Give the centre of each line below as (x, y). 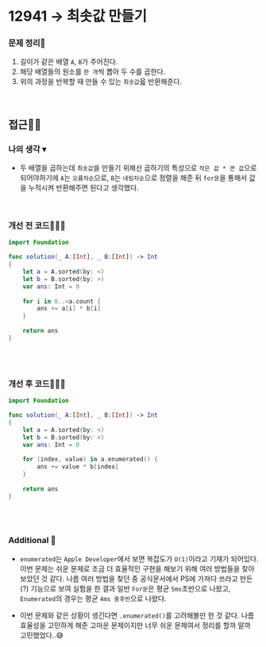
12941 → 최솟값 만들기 (78, 16)
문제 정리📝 (27, 43)
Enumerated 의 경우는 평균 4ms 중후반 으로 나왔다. (93, 598)
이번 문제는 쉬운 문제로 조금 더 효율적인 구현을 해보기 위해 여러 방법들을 (130, 568)
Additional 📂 (33, 541)
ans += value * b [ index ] (78, 467)
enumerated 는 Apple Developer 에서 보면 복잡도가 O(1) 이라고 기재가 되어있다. (139, 558)
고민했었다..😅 (41, 635)
